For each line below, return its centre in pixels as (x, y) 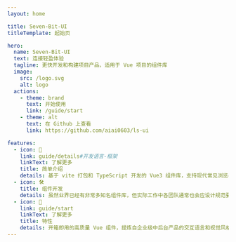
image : (23, 72)
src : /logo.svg (42, 78)
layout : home (26, 14)
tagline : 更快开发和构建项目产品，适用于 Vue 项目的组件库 (91, 65)
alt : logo (34, 85)
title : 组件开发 (41, 189)
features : (22, 143)
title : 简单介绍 (41, 169)
